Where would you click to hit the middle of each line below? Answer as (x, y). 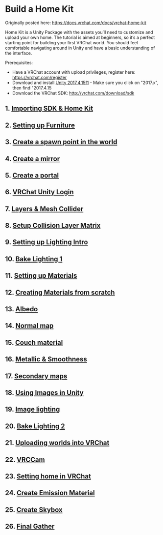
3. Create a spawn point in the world (61, 142)
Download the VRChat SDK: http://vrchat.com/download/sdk (73, 93)
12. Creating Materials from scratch (60, 292)
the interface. (19, 53)
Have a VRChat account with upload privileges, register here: (74, 72)
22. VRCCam (25, 460)
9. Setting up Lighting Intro (47, 242)
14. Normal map (29, 326)
